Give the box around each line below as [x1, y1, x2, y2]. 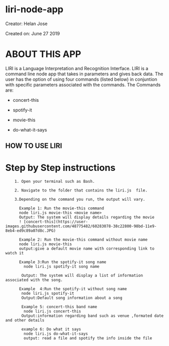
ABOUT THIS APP [5, 49, 81, 60]
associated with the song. [5, 277, 63, 283]
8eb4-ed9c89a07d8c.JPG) [5, 228, 56, 233]
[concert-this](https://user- [24, 219, 88, 225]
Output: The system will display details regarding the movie [18, 215, 155, 220]
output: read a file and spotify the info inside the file [24, 336, 153, 341]
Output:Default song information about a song [21, 295, 123, 300]
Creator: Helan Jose [5, 20, 48, 27]
